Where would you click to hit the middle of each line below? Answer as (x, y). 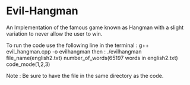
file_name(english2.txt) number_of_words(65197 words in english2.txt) (92, 58)
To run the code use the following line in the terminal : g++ (78, 45)
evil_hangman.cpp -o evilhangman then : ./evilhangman (74, 51)
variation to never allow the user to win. (54, 33)
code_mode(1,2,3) (28, 64)
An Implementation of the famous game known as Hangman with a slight (95, 27)
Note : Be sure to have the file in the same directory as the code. (85, 75)
